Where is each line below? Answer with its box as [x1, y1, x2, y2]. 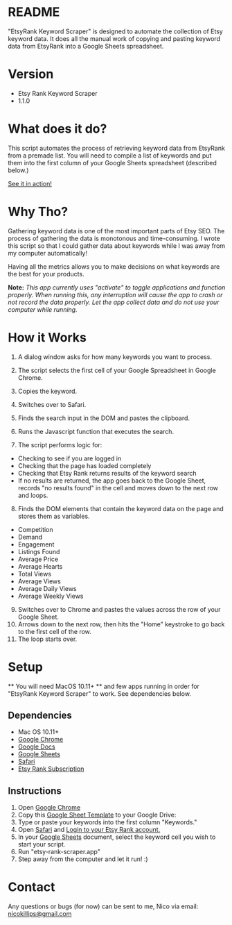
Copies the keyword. [17, 387, 78, 395]
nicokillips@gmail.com [8, 910, 72, 918]
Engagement [17, 540, 55, 549]
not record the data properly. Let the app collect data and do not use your [8, 298, 220, 306]
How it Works [8, 329, 87, 345]
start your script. [17, 840, 66, 849]
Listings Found [17, 547, 60, 556]
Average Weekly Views [17, 592, 84, 600]
